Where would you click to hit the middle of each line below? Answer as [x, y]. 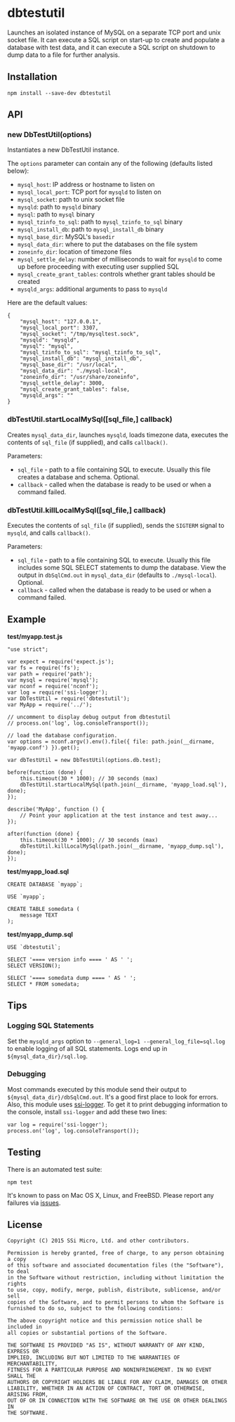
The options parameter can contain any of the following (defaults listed [110, 164]
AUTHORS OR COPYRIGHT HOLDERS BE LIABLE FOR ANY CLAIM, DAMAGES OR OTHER [117, 1383]
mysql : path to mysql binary [56, 214]
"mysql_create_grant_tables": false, [75, 389]
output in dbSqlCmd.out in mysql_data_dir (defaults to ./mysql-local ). [117, 575]
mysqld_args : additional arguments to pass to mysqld [92, 289]
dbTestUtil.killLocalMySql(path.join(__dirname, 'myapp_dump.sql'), [122, 846]
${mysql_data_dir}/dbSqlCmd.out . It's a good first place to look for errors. [113, 1097]
